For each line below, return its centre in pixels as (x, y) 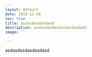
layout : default (22, 9)
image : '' (15, 32)
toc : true (15, 19)
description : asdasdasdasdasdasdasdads (46, 28)
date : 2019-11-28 (23, 14)
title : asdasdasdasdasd (30, 23)
